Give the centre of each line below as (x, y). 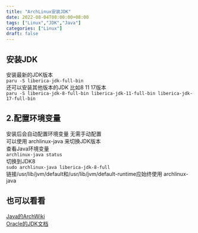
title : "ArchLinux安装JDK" (39, 12)
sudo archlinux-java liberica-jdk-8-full (58, 167)
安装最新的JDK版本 (30, 74)
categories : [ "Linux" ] (34, 28)
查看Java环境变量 (28, 149)
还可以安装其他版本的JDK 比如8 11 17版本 (56, 87)
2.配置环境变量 (34, 119)
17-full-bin (21, 99)
